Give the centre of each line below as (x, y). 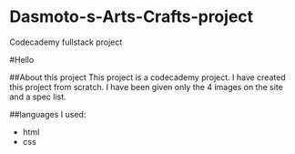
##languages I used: (48, 114)
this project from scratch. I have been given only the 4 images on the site (147, 87)
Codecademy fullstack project (66, 42)
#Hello (22, 59)
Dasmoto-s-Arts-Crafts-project (132, 17)
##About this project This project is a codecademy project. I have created (147, 77)
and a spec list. (38, 97)
